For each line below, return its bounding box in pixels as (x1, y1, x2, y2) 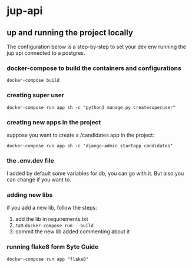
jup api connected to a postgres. (6, 49, 85, 57)
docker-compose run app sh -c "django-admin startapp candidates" (6, 143, 173, 148)
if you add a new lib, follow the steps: (6, 204, 97, 211)
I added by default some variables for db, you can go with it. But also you (6, 170, 184, 177)
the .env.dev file (6, 156, 55, 164)
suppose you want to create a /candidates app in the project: (6, 131, 155, 138)
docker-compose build (6, 78, 60, 84)
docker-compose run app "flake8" (6, 256, 89, 262)
